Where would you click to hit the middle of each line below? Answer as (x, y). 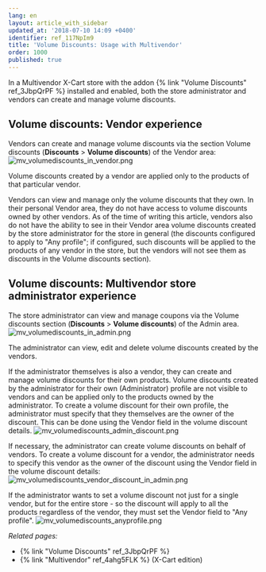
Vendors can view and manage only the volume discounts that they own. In (131, 199)
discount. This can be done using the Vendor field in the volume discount (128, 422)
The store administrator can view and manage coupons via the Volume (124, 315)
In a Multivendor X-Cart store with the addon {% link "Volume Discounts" (128, 82)
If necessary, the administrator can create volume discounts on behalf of (127, 446)
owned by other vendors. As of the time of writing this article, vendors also (131, 216)
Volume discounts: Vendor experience (105, 124)
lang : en (23, 15)
